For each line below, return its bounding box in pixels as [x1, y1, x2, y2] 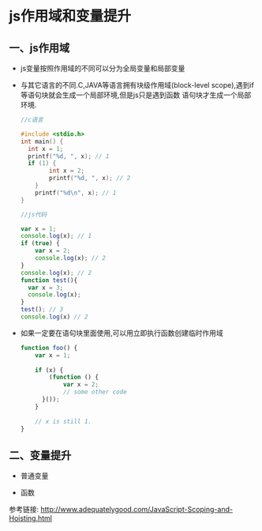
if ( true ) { [20, 239, 60, 247]
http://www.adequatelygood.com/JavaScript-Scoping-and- [39, 505, 234, 514]
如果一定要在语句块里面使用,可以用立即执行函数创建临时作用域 [20, 328, 223, 337]
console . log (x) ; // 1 [20, 232, 92, 240]
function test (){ [20, 276, 78, 284]
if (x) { [35, 366, 64, 374]
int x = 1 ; [28, 145, 64, 153]
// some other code [62, 388, 127, 396]
